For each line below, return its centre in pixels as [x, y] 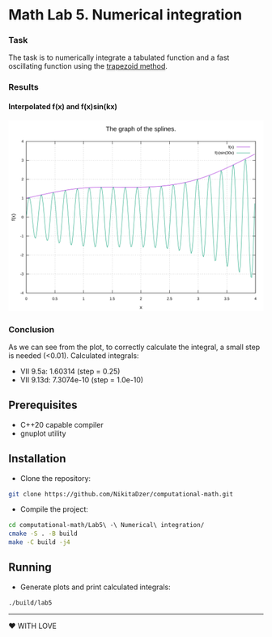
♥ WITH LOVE [33, 626]
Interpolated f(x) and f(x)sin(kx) [63, 106]
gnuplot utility [43, 433]
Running [30, 567]
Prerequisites [43, 405]
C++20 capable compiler [62, 424]
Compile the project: [54, 509]
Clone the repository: [55, 478]
